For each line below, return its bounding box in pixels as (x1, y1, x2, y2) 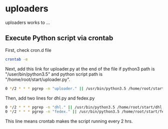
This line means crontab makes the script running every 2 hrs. (5, 118, 133, 125)
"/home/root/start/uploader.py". (5, 76, 70, 82)
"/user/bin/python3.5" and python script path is (5, 71, 103, 77)
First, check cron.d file (5, 47, 51, 53)
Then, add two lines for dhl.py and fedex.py (5, 95, 95, 101)
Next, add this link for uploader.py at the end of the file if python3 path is (5, 66, 155, 72)
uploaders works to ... (5, 19, 50, 25)
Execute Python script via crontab (5, 34, 113, 42)
